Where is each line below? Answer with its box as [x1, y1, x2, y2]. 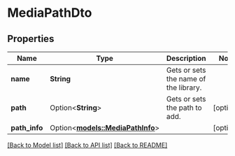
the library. [166, 83, 202, 92]
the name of [166, 74, 206, 83]
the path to [166, 103, 202, 113]
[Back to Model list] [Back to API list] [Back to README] [7, 141, 168, 149]
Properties [7, 33, 55, 45]
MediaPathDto [7, 5, 92, 21]
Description [166, 54, 206, 63]
